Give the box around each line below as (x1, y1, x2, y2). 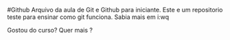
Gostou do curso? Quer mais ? (7, 26, 93, 34)
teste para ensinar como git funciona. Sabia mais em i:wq (7, 13, 170, 21)
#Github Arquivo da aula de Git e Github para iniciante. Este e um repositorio (7, 6, 223, 14)
